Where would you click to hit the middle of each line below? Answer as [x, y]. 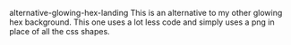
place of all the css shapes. [60, 31]
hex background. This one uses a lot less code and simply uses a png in [142, 22]
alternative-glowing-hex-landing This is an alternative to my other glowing [146, 13]
